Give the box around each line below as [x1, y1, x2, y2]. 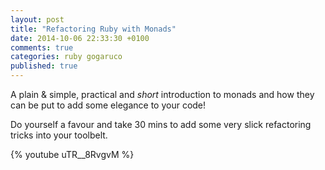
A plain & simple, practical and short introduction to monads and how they [10, 89, 315, 100]
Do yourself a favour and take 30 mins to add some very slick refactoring [10, 119, 312, 130]
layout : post [10, 14, 65, 25]
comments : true [10, 42, 74, 53]
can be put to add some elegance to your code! [10, 99, 207, 111]
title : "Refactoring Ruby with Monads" [10, 24, 177, 34]
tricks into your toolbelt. [10, 129, 108, 141]
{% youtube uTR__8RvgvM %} [10, 149, 135, 160]
